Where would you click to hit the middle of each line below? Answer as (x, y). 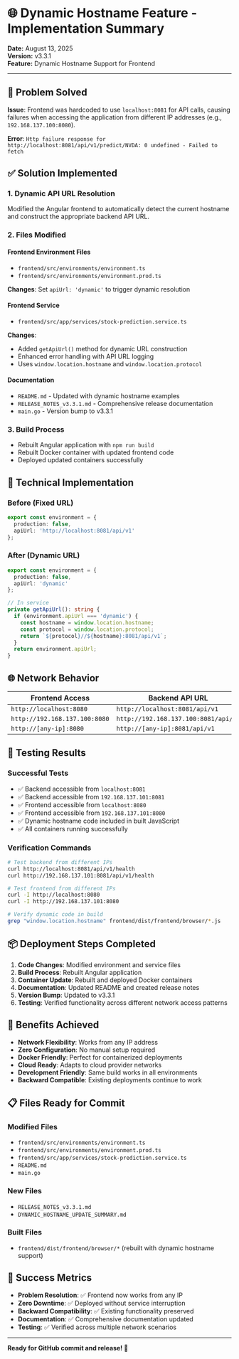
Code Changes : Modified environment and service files (99, 964)
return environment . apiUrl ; (55, 649)
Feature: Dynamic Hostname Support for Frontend (81, 63)
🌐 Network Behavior (53, 678)
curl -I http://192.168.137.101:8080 (63, 902)
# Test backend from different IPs (60, 862)
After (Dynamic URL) (44, 555)
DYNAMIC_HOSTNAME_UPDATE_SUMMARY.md (72, 1215)
